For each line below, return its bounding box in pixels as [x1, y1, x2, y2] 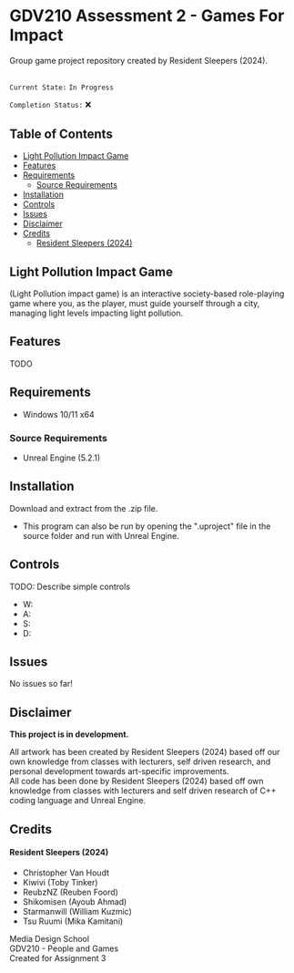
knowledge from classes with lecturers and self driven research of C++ [9, 785, 277, 796]
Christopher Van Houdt [22, 867, 110, 878]
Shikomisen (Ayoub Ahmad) [22, 895, 127, 907]
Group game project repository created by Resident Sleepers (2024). [9, 55, 269, 66]
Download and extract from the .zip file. [9, 502, 158, 513]
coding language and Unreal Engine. [9, 795, 147, 806]
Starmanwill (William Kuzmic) [22, 906, 132, 916]
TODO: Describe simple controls [9, 581, 130, 592]
